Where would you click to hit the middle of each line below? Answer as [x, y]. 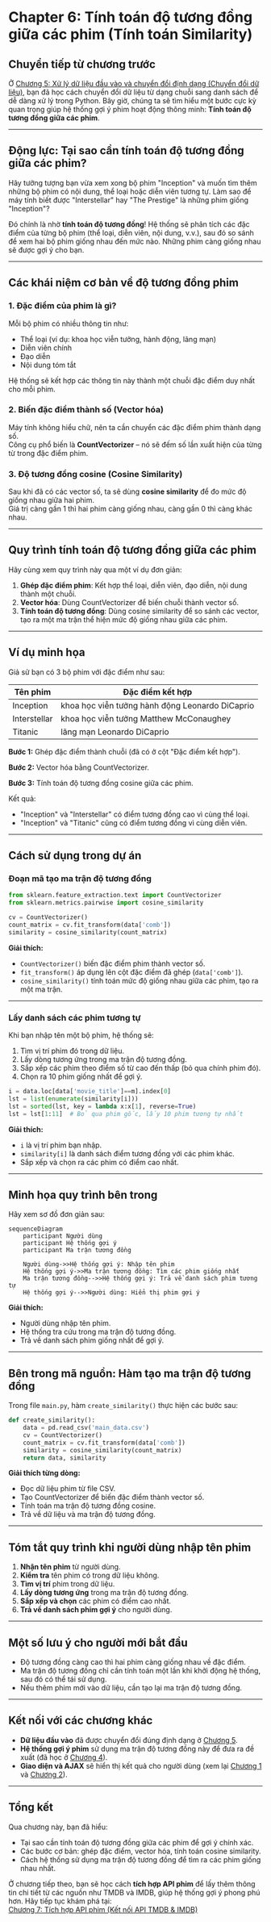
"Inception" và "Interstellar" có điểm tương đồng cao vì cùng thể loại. [135, 814]
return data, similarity [65, 1458]
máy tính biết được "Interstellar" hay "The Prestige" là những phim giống [128, 200]
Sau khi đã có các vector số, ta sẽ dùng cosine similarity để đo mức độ [127, 491]
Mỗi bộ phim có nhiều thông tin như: [69, 324]
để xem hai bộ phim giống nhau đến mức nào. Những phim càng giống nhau [135, 241]
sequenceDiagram [35, 1229]
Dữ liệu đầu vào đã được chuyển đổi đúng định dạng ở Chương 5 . [129, 1740]
